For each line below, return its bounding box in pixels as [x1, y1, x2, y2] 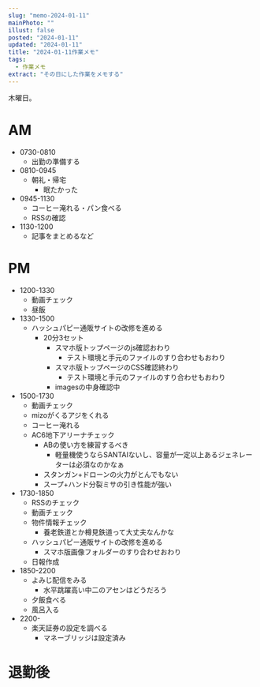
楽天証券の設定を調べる [31, 623, 108, 633]
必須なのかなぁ [76, 460, 124, 469]
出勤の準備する [31, 156, 80, 166]
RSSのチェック [31, 497, 80, 507]
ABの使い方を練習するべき [43, 440, 129, 449]
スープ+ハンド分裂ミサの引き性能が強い [43, 479, 172, 489]
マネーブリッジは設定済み [43, 633, 126, 642]
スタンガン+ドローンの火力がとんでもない [43, 469, 179, 479]
